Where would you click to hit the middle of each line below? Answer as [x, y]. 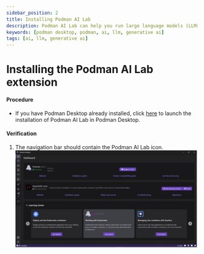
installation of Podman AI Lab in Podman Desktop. [78, 119]
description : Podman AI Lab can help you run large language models [95, 26]
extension [32, 83]
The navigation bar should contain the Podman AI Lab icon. [89, 147]
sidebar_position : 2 [32, 13]
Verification [22, 133]
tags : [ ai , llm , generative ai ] [47, 39]
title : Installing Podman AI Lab [49, 19]
